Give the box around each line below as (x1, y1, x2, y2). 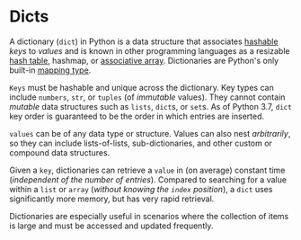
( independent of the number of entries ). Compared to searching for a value (9, 173, 288, 185)
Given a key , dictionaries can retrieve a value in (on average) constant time (9, 164, 286, 175)
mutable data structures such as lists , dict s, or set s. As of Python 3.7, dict (9, 101, 292, 111)
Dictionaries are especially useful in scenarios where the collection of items (9, 210, 289, 221)
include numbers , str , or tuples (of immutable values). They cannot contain (9, 92, 286, 102)
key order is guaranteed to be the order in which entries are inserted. (9, 111, 265, 121)
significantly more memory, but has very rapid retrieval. (9, 193, 215, 204)
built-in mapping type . (9, 65, 92, 76)
